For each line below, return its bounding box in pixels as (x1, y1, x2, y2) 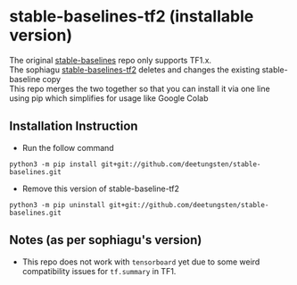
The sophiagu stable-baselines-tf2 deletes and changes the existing (9, 64, 260, 75)
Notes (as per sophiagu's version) (9, 232, 202, 247)
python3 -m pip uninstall (9, 200, 105, 209)
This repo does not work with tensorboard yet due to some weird (21, 256, 260, 267)
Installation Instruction (9, 119, 138, 134)
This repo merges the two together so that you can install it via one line (9, 83, 270, 94)
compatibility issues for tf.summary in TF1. (21, 265, 177, 276)
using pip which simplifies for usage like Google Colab (9, 92, 209, 104)
